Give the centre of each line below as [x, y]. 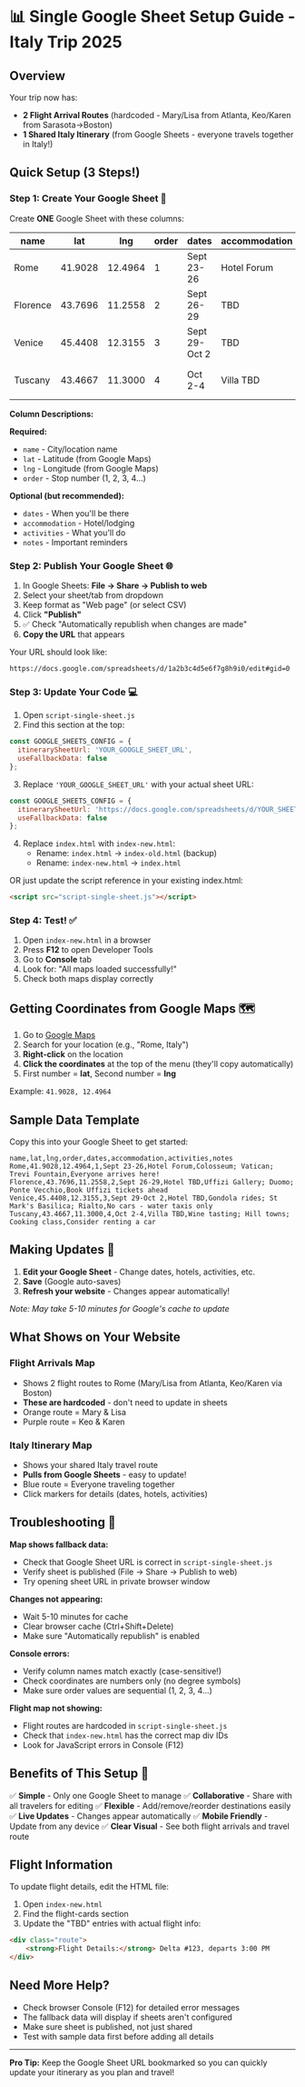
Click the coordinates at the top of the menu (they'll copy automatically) [158, 1064]
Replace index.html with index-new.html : [99, 844]
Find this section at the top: [74, 725]
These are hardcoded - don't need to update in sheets [125, 1402]
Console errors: [39, 1653]
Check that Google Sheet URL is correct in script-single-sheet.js [148, 1562]
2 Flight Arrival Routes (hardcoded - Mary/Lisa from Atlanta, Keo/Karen [157, 115]
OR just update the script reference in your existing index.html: [126, 881]
